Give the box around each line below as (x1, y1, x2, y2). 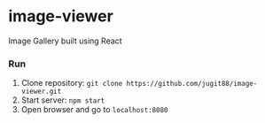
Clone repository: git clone (20, 78, 123, 88)
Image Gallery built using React (8, 35, 122, 46)
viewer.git (20, 87, 62, 96)
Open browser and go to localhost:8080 (20, 104, 168, 115)
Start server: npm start (20, 95, 105, 105)
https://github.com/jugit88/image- (126, 80, 258, 88)
